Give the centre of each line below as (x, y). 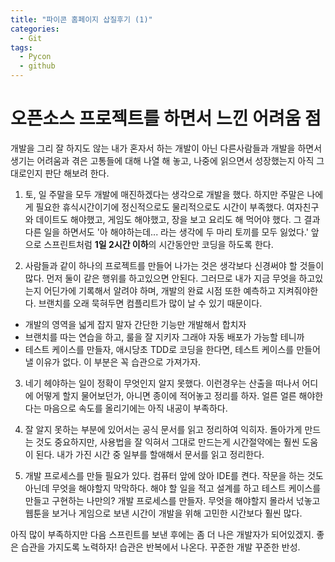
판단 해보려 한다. (77, 173)
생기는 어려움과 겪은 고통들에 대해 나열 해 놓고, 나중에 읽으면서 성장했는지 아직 (162, 160)
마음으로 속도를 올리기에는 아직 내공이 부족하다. (135, 408)
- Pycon (35, 57)
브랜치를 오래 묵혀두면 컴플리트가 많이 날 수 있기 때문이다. (150, 303)
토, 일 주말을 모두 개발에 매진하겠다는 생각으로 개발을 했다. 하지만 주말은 (164, 194)
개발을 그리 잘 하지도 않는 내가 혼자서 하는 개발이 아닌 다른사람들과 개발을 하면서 (166, 148)
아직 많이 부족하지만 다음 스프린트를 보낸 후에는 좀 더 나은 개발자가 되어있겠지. (162, 534)
